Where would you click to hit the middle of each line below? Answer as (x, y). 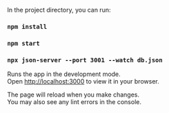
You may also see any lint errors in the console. (74, 102)
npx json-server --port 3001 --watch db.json (85, 60)
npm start (23, 43)
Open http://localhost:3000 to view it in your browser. (83, 81)
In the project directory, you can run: (59, 10)
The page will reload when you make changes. (73, 95)
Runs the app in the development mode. (64, 74)
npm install (27, 26)
